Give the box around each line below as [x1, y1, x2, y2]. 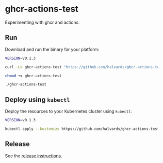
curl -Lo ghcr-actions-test [5, 65, 62, 69]
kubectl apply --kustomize [5, 126, 60, 131]
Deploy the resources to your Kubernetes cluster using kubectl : [5, 108, 132, 114]
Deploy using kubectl [5, 96, 70, 104]
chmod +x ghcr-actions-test [5, 73, 62, 78]
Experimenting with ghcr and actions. [5, 19, 80, 25]
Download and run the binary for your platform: [5, 46, 99, 52]
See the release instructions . [5, 153, 62, 159]
